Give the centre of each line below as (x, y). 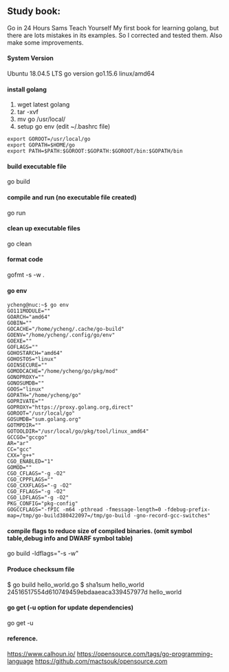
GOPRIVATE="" (26, 402)
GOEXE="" (20, 341)
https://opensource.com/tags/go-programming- (145, 654)
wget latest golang (43, 105)
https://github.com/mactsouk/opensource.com (101, 661)
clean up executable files (44, 228)
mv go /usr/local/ (41, 119)
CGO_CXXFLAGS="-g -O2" (40, 486)
